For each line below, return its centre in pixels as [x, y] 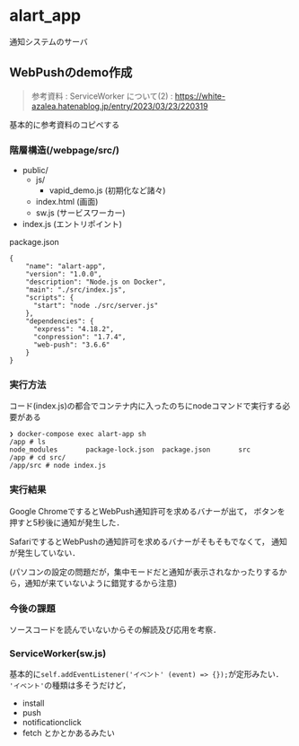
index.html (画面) [67, 202]
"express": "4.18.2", [74, 329]
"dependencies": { [60, 321]
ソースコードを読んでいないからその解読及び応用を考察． [115, 629]
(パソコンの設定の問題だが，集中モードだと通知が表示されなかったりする [145, 572]
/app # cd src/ [38, 458]
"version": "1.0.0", [64, 275]
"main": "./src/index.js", [76, 290]
